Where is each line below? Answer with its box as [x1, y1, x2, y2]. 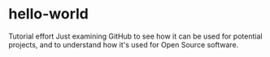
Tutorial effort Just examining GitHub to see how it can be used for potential [8, 31, 263, 41]
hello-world [8, 5, 89, 23]
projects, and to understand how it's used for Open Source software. [8, 39, 239, 49]
